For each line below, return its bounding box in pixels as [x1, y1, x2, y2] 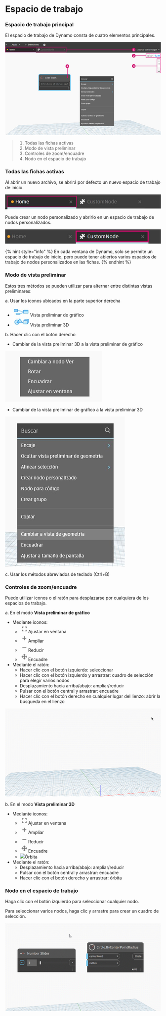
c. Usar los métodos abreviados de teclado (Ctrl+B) [5, 571, 110, 577]
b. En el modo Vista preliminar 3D [5, 801, 75, 807]
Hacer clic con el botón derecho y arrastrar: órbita [19, 875, 122, 881]
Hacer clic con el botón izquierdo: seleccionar [19, 667, 114, 673]
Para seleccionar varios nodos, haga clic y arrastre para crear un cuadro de [5, 908, 159, 914]
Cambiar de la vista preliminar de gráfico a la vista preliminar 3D [12, 406, 143, 412]
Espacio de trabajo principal [5, 21, 74, 28]
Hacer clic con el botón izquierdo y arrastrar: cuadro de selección [19, 672, 154, 678]
